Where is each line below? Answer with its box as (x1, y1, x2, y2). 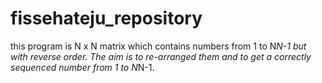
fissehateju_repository (10, 7, 203, 30)
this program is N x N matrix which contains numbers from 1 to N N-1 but (10, 40, 307, 52)
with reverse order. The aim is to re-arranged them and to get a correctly (10, 50, 312, 62)
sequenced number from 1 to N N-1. (10, 61, 155, 73)
